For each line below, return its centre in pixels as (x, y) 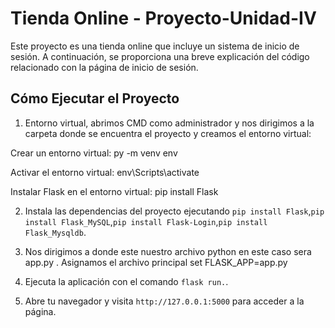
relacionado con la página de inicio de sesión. (104, 67)
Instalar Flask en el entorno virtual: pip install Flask (114, 191)
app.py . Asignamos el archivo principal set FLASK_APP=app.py (156, 262)
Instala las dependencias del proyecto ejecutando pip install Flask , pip (174, 211)
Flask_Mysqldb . (55, 232)
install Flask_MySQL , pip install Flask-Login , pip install (146, 221)
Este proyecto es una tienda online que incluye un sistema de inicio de (155, 46)
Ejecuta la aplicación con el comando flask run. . (126, 281)
